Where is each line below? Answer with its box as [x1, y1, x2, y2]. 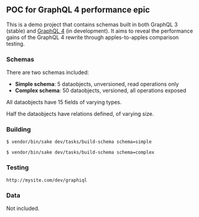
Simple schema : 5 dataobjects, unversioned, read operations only [14, 81, 179, 88]
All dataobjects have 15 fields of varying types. [6, 99, 122, 106]
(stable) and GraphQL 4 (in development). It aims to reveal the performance [6, 27, 194, 34]
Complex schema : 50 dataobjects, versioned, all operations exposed [14, 87, 186, 94]
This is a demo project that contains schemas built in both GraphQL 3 [6, 20, 178, 28]
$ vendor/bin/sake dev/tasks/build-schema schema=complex [6, 149, 155, 156]
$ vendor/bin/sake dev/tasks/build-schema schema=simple [6, 139, 152, 145]
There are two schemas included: [6, 69, 89, 76]
